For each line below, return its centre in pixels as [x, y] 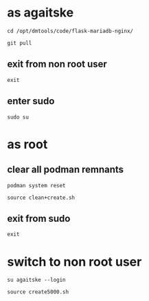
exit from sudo [39, 218]
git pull [20, 43]
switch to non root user [74, 261]
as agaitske [41, 13]
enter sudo [31, 101]
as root [27, 144]
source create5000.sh [38, 292]
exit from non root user [57, 64]
